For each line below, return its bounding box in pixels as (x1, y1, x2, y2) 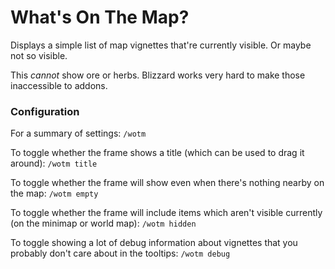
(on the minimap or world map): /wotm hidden (10, 217, 197, 230)
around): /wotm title (10, 157, 98, 170)
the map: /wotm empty (10, 187, 99, 200)
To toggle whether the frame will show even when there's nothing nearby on (10, 177, 325, 189)
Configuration (10, 104, 80, 118)
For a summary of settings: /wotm (10, 127, 147, 140)
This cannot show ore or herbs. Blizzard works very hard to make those (10, 69, 306, 81)
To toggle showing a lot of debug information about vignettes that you (10, 237, 298, 249)
